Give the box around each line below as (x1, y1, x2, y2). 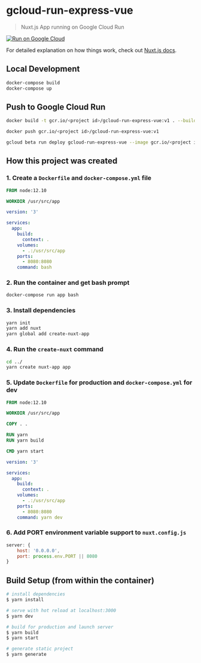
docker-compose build (6, 80, 60, 86)
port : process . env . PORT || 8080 (17, 553, 98, 559)
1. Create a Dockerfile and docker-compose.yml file (6, 174, 151, 183)
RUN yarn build (6, 437, 44, 443)
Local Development (6, 64, 80, 74)
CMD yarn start (6, 448, 44, 454)
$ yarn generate (6, 652, 47, 658)
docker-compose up (6, 85, 52, 92)
